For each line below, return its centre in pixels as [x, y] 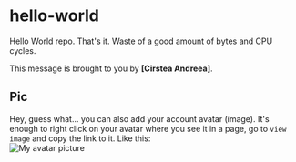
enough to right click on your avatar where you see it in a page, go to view [148, 128]
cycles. [23, 50]
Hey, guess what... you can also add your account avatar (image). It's [140, 118]
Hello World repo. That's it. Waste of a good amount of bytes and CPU [141, 41]
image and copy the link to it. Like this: [80, 138]
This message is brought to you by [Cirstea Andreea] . [111, 68]
